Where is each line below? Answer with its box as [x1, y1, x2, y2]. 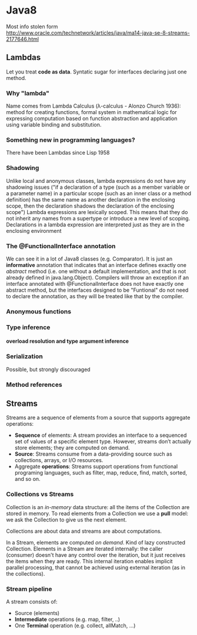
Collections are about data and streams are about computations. [6, 527, 162, 534]
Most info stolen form [6, 23, 58, 30]
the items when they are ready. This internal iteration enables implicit [6, 557, 173, 564]
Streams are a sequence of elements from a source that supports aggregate [6, 414, 191, 421]
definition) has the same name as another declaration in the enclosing [6, 196, 175, 203]
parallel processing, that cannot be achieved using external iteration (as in [6, 564, 186, 571]
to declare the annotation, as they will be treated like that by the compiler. [6, 292, 184, 300]
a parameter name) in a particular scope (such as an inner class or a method [6, 189, 191, 197]
